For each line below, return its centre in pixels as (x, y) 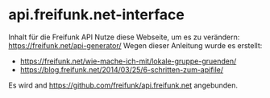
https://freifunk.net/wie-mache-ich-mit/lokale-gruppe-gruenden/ (128, 61)
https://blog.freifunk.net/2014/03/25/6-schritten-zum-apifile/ (122, 69)
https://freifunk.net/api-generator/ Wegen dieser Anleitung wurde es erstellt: (135, 45)
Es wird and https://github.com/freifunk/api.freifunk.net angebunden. (123, 85)
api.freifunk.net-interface (97, 15)
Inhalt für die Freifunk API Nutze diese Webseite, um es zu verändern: (124, 37)
